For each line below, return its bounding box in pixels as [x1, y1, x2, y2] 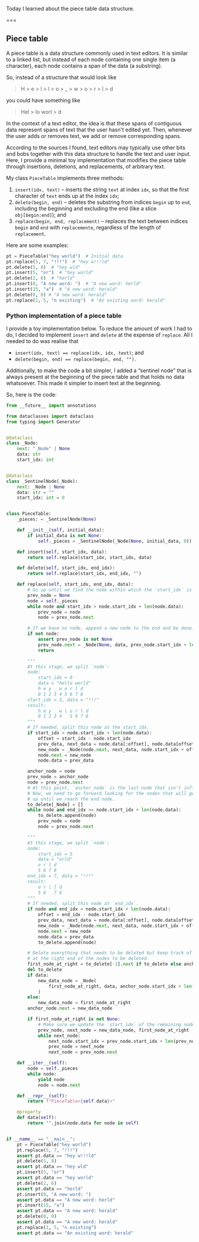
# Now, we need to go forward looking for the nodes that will [27, 790, 187, 796]
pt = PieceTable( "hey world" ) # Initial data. [6, 253, 126, 259]
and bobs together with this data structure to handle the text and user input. [6, 150, 191, 157]
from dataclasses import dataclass [6, 413, 94, 419]
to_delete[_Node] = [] [27, 801, 84, 807]
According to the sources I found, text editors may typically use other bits [6, 144, 185, 151]
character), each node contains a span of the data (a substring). [6, 62, 163, 69]
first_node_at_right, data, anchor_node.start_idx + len [48, 983, 192, 989]
